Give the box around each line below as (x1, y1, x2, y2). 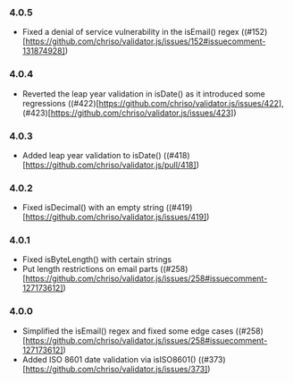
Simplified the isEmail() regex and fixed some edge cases (21, 325, 234, 336)
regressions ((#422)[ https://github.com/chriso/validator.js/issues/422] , (21, 98, 284, 108)
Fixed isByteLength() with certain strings (21, 254, 172, 265)
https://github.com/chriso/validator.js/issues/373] (25, 363, 208, 374)
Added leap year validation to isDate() (21, 149, 163, 160)
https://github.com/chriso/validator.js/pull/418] (25, 159, 197, 170)
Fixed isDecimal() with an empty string (21, 202, 164, 213)
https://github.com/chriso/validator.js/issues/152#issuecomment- (25, 36, 266, 47)
